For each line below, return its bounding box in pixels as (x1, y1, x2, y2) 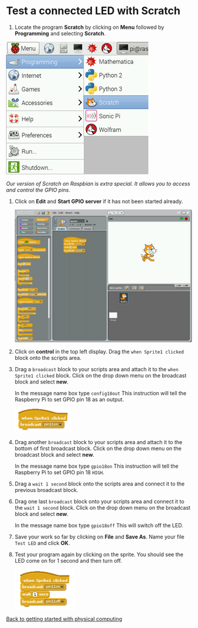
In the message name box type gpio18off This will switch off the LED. (14, 522, 184, 529)
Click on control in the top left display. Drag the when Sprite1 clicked (14, 348, 184, 355)
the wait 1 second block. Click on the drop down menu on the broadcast (14, 504, 190, 511)
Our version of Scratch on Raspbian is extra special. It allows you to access (6, 180, 190, 187)
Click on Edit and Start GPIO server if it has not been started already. (14, 197, 183, 204)
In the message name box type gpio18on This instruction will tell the (14, 462, 179, 470)
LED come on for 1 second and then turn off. (14, 557, 123, 564)
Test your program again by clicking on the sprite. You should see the (14, 551, 184, 558)
